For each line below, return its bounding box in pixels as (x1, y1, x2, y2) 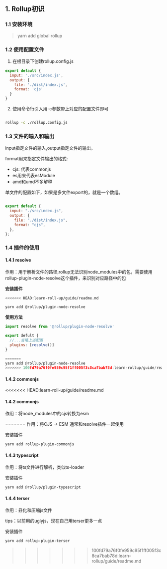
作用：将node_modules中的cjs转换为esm (5, 410, 89, 416)
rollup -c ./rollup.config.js (5, 120, 68, 125)
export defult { (5, 333, 39, 338)
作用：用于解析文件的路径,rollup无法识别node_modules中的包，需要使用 (5, 269, 153, 275)
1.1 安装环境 (5, 21, 33, 28)
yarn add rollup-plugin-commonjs (5, 441, 75, 447)
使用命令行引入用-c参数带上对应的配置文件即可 (12, 106, 109, 112)
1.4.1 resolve (5, 257, 31, 263)
